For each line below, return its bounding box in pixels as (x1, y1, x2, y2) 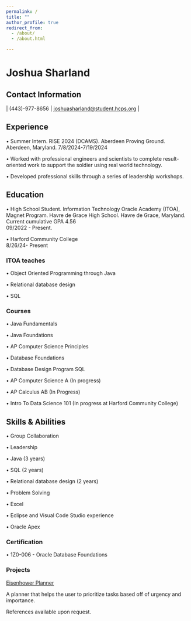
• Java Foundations (6, 332, 54, 339)
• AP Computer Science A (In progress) (6, 377, 101, 384)
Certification (6, 538, 43, 546)
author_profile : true (6, 19, 59, 25)
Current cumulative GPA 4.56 (6, 218, 77, 225)
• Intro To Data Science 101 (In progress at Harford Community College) (6, 400, 178, 407)
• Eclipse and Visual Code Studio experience (6, 512, 114, 519)
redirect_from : (6, 25, 43, 31)
